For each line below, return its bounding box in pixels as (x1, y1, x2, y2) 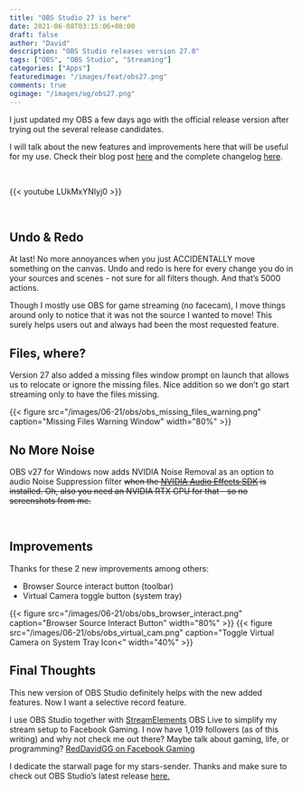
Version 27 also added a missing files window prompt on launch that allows (9, 370, 289, 381)
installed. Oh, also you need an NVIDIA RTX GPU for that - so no (9, 486, 249, 496)
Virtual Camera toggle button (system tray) (22, 590, 183, 601)
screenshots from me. (9, 495, 92, 506)
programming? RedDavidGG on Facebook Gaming (9, 743, 195, 754)
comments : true (9, 81, 67, 90)
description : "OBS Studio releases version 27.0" (9, 47, 201, 56)
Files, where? (9, 345, 87, 361)
